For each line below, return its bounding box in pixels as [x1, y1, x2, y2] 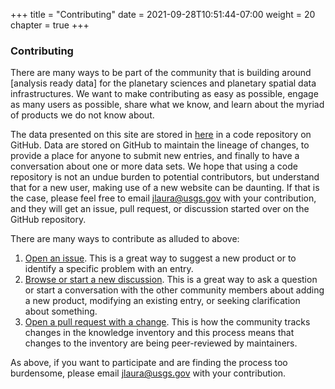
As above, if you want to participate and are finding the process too [10, 357, 288, 369]
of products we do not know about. [10, 109, 155, 121]
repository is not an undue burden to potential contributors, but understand [10, 171, 320, 183]
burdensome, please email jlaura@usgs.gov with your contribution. [10, 367, 287, 379]
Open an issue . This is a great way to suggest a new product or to [24, 252, 297, 264]
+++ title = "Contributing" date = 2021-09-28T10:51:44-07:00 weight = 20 [10, 9, 316, 20]
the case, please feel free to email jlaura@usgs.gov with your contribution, [10, 192, 317, 204]
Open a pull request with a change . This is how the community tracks [24, 316, 311, 328]
